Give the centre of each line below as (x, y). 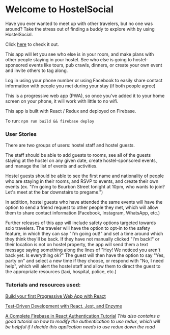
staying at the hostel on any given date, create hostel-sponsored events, (81, 161)
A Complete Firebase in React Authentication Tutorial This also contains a (83, 316)
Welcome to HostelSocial (59, 9)
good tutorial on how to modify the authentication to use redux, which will (83, 321)
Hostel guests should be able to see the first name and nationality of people (85, 176)
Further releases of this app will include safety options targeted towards (81, 223)
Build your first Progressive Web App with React (55, 296)
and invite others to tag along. (37, 70)
